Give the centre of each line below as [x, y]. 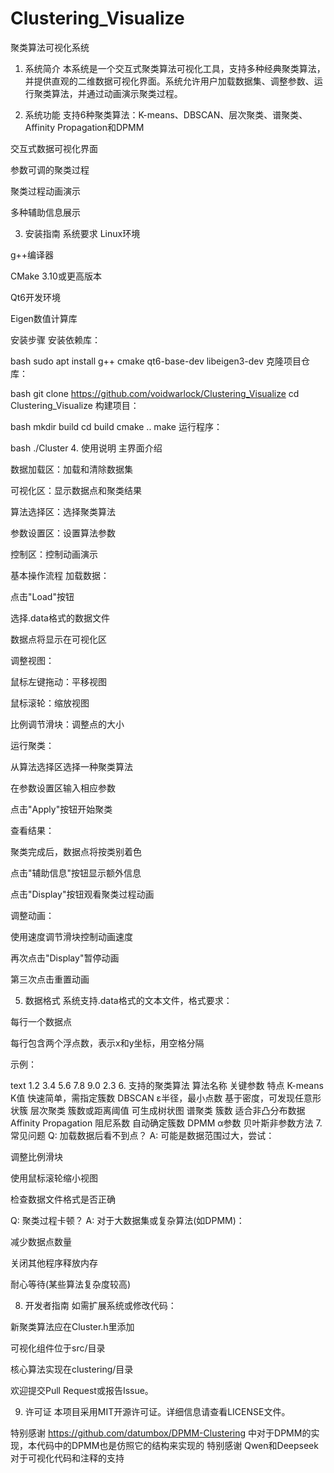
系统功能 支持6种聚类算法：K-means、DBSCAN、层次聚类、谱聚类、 [166, 114]
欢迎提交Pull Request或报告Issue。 [82, 1390]
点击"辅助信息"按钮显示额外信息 [76, 873]
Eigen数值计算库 [44, 318]
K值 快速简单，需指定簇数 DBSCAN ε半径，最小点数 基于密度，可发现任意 [161, 1098]
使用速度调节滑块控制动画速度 [71, 936]
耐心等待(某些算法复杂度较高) [71, 1284]
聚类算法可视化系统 [50, 47]
